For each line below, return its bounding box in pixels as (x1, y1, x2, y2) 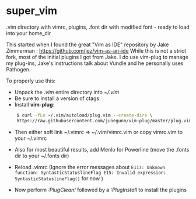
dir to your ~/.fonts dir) (14, 152, 69, 159)
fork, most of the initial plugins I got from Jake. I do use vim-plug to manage (6, 53, 188, 60)
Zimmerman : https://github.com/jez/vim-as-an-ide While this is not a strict (6, 47, 187, 54)
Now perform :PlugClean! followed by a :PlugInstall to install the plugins (14, 186, 187, 193)
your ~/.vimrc (14, 135, 47, 142)
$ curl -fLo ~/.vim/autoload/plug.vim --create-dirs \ (16, 112, 153, 118)
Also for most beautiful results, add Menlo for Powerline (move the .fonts (14, 146, 190, 153)
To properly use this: (6, 77, 56, 84)
